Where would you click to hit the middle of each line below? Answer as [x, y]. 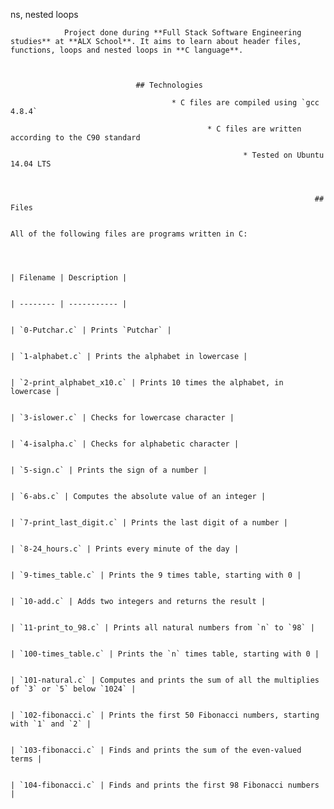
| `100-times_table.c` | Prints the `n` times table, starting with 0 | [165, 654]
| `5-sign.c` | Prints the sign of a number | [109, 470]
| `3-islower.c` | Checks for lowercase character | [122, 418]
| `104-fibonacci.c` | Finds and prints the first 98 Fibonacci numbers [165, 785]
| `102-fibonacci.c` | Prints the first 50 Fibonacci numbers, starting [165, 715]
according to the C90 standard [75, 138]
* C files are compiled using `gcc [245, 103]
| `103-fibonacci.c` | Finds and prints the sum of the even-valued [156, 750]
